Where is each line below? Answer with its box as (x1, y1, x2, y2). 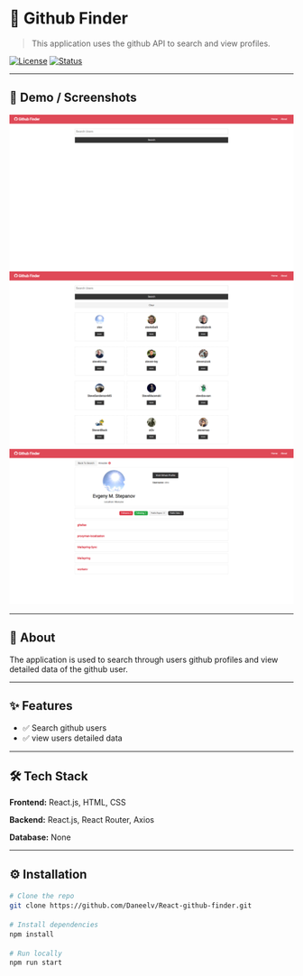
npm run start (9, 958, 63, 968)
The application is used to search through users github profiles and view (9, 654, 279, 665)
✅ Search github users (22, 722, 107, 733)
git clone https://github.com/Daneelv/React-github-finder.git (9, 901, 252, 910)
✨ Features (9, 698, 73, 714)
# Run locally (9, 949, 63, 958)
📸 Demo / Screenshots (9, 90, 137, 106)
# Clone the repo (9, 892, 75, 901)
